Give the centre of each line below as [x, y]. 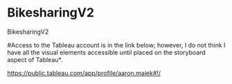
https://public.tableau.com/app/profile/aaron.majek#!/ [84, 73]
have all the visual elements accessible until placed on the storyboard [106, 52]
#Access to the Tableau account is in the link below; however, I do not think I [116, 45]
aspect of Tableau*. [35, 59]
